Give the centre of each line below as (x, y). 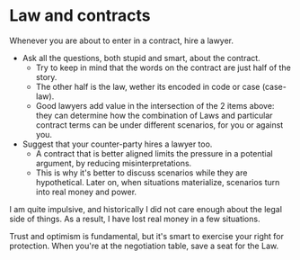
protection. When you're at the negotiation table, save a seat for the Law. (144, 246)
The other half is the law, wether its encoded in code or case (148, 86)
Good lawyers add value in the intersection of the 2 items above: (155, 105)
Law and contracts (80, 16)
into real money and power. (86, 192)
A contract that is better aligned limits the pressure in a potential (154, 153)
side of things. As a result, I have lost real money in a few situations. (135, 219)
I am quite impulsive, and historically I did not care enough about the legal (146, 209)
